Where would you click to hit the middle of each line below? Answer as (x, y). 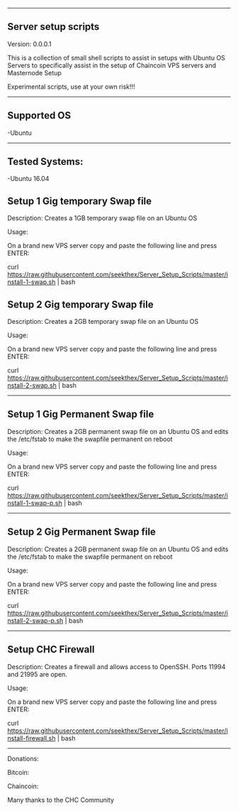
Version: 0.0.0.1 (29, 44)
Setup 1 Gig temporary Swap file (80, 201)
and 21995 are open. (37, 674)
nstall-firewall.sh (32, 738)
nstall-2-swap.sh (32, 386)
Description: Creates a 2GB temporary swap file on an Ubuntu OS (103, 322)
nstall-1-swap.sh (32, 282)
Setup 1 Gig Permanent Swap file (81, 414)
